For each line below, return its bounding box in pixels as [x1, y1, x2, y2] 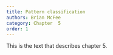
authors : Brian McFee [6, 15, 61, 21]
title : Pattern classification [6, 8, 86, 15]
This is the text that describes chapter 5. [6, 42, 108, 50]
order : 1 [6, 25, 29, 32]
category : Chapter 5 [6, 20, 61, 26]
